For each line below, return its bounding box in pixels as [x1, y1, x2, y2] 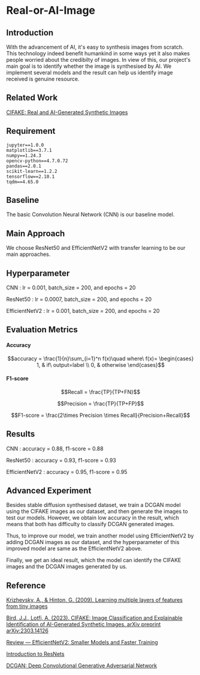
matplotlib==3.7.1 [6, 147, 52, 153]
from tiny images [6, 603, 48, 610]
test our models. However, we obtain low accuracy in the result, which [6, 514, 180, 521]
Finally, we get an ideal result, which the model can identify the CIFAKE [6, 557, 181, 564]
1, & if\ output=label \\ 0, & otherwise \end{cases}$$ [36, 361, 165, 368]
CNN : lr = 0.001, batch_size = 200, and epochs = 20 [6, 284, 136, 291]
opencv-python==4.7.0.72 [6, 157, 68, 164]
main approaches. [6, 250, 51, 258]
